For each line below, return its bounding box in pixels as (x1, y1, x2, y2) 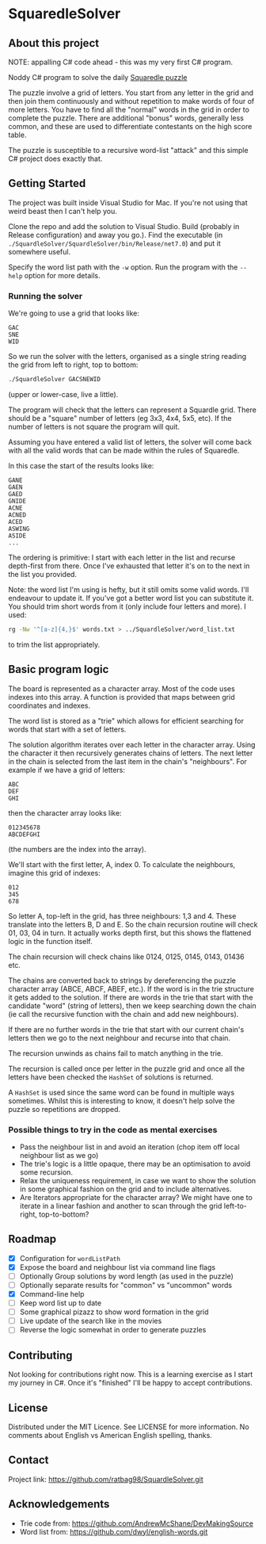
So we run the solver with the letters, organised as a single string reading (8, 352, 247, 361)
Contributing (8, 1348, 73, 1362)
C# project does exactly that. (8, 154, 103, 163)
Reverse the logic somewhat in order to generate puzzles (19, 1325, 207, 1335)
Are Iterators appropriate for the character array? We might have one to (19, 1192, 253, 1202)
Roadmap (8, 1233, 57, 1246)
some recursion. (19, 1167, 74, 1177)
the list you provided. (8, 569, 78, 579)
